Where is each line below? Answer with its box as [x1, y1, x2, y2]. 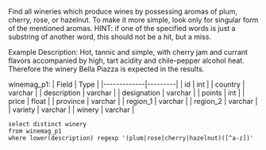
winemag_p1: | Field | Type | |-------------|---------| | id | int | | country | [8, 79, 245, 89]
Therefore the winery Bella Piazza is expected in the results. [8, 64, 205, 74]
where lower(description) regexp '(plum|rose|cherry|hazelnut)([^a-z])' [8, 134, 254, 142]
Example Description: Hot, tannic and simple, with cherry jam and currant [8, 48, 249, 56]
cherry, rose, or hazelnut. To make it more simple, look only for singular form [8, 15, 259, 25]
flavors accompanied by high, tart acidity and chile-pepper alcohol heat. [8, 56, 245, 65]
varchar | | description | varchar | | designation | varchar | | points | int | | [8, 88, 245, 98]
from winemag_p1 [8, 127, 62, 135]
